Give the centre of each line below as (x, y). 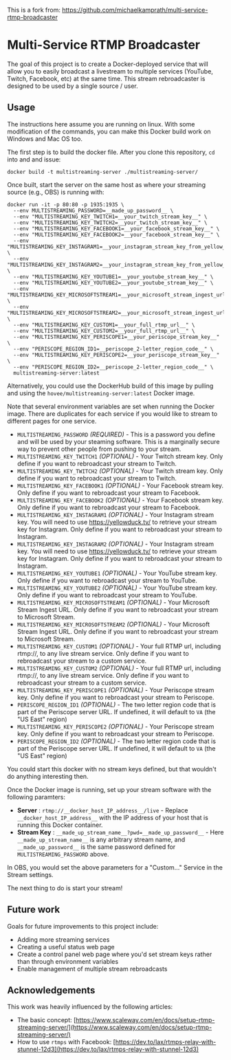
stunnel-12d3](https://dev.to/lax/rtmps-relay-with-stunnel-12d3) (108, 1049)
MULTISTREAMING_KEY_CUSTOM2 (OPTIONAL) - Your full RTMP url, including (119, 668)
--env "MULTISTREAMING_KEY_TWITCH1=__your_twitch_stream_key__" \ (110, 217)
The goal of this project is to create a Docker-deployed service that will (108, 64)
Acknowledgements (51, 990)
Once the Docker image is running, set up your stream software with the (109, 789)
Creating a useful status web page (66, 947)
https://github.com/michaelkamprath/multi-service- (135, 10)
